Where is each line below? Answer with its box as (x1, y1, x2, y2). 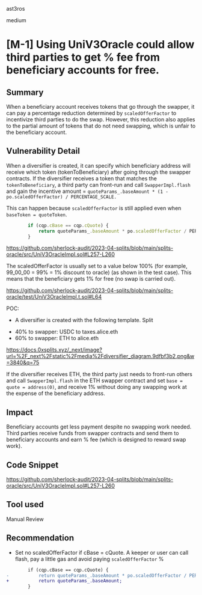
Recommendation (6, 533, 74, 543)
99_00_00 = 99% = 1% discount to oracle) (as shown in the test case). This (6, 269, 192, 276)
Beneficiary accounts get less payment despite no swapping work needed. (6, 423, 192, 430)
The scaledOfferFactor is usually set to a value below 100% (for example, (6, 263, 188, 270)
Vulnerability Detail (6, 146, 80, 156)
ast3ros (6, 5, 25, 12)
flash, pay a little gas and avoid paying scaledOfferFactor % (14, 555, 164, 563)
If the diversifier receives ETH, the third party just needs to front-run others (6, 371, 192, 378)
